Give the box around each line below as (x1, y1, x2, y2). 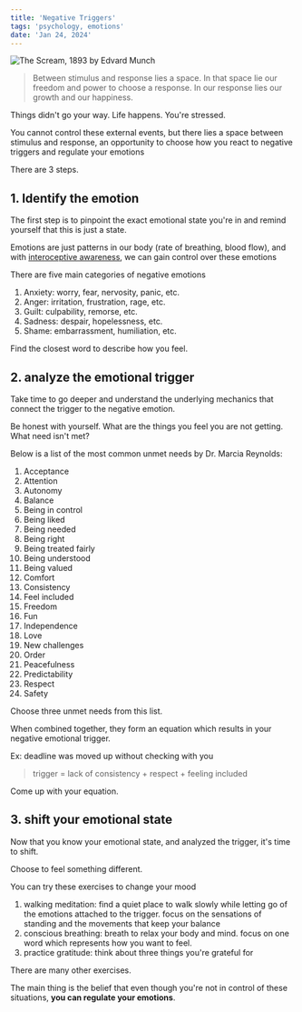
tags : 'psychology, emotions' (10, 22, 125, 31)
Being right (23, 534, 65, 544)
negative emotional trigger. (10, 733, 112, 744)
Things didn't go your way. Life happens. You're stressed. (10, 110, 226, 121)
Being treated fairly (23, 543, 96, 554)
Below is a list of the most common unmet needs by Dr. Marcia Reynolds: (10, 448, 283, 459)
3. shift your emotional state (10, 812, 173, 827)
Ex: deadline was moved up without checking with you (10, 751, 214, 761)
